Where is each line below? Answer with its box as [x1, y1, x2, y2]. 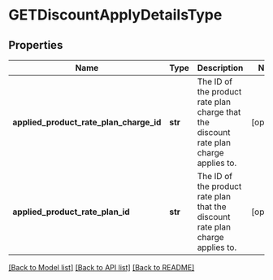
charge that [197, 107, 241, 117]
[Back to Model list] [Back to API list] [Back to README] [8, 263, 195, 272]
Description [197, 63, 244, 73]
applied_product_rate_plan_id [12, 206, 130, 217]
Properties [8, 38, 63, 52]
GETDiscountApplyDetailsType [8, 6, 223, 24]
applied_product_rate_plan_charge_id [12, 116, 162, 128]
